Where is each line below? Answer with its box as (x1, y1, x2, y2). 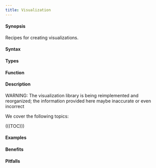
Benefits (5, 146, 24, 152)
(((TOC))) (5, 123, 25, 129)
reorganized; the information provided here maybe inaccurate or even (5, 98, 151, 104)
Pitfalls (5, 158, 20, 164)
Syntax (5, 46, 21, 52)
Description (5, 81, 31, 87)
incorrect (5, 103, 24, 109)
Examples (5, 134, 27, 141)
